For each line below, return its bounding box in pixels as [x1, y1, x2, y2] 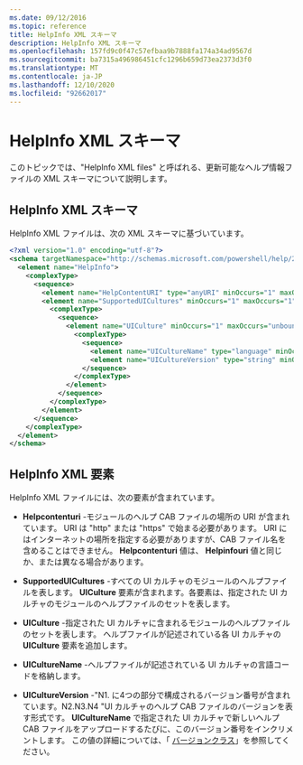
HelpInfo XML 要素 [9, 466, 115, 481]
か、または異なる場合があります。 [22, 556, 149, 567]
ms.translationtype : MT [9, 64, 99, 73]
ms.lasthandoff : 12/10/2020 [9, 80, 115, 89]
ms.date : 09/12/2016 [9, 13, 87, 23]
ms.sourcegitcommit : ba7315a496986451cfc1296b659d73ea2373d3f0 [9, 55, 252, 64]
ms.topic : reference [9, 22, 87, 31]
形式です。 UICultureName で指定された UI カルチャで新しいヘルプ [30, 713, 280, 723]
